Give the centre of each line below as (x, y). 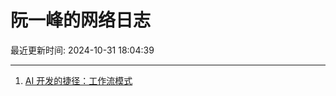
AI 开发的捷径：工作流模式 (78, 80)
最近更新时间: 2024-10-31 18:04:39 (82, 50)
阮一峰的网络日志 (81, 20)
